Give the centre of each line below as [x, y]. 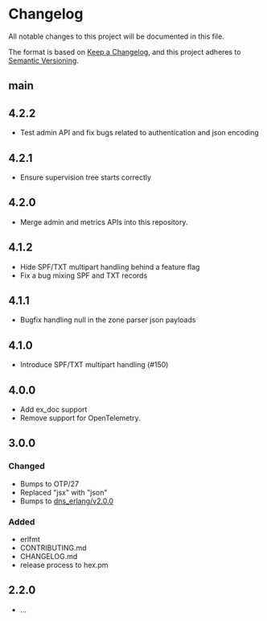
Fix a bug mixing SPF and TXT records [84, 275]
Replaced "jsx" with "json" [64, 492]
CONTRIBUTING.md [53, 548]
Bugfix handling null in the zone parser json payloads [108, 320]
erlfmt [30, 539]
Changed [27, 466]
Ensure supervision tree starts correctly [85, 177]
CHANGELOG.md [49, 556]
